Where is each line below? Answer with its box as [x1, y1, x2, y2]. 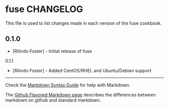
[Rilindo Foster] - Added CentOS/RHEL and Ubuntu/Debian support [12, 67, 152, 73]
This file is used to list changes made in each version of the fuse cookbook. [5, 20, 162, 26]
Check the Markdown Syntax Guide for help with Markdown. [5, 82, 131, 88]
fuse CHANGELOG [5, 4, 83, 15]
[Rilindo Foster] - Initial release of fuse [12, 48, 92, 54]
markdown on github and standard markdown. [5, 97, 101, 103]
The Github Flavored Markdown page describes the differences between [5, 91, 156, 97]
